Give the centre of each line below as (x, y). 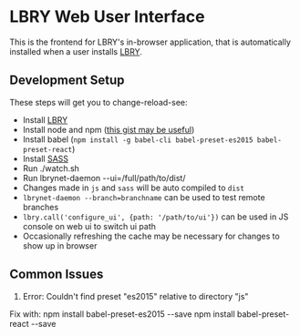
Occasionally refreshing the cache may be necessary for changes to (151, 236)
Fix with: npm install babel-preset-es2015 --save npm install (122, 314)
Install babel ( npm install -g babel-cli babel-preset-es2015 (138, 139)
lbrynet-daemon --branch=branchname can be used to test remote (144, 197)
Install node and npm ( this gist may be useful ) (109, 129)
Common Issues (57, 275)
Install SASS (46, 158)
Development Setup (67, 81)
